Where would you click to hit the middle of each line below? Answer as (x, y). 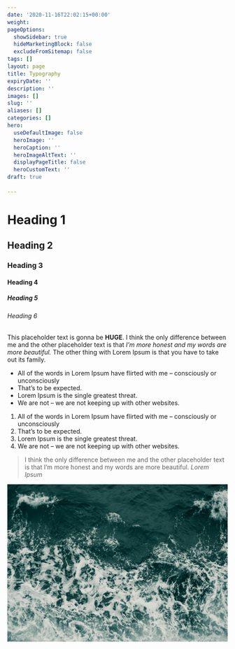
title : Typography (34, 73)
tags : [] (20, 59)
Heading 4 (23, 282)
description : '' (31, 88)
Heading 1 (37, 220)
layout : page (26, 66)
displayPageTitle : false (50, 162)
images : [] (23, 96)
